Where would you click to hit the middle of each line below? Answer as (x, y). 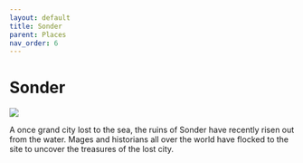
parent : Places (38, 34)
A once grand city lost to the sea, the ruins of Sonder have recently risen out (152, 130)
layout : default (40, 18)
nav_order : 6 (34, 43)
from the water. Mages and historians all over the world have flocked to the (149, 139)
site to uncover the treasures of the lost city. (92, 149)
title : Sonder (36, 26)
